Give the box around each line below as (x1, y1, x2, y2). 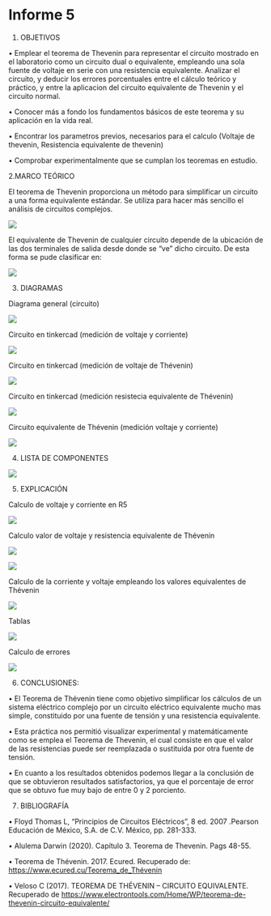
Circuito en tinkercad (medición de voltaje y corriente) (8, 330, 188, 339)
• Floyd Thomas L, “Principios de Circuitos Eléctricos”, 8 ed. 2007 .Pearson (8, 816, 259, 826)
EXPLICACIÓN (19, 484, 68, 493)
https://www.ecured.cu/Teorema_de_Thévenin (8, 865, 163, 875)
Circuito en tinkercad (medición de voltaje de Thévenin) (8, 360, 194, 370)
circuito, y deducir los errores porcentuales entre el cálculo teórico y (8, 74, 237, 83)
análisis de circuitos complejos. (8, 204, 113, 214)
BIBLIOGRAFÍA (19, 800, 70, 811)
